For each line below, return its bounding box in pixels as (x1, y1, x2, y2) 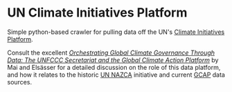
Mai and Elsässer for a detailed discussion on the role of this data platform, (7, 63, 221, 71)
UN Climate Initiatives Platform (7, 5, 188, 21)
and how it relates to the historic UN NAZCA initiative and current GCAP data (7, 71, 225, 79)
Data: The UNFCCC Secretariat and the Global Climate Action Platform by (7, 55, 219, 64)
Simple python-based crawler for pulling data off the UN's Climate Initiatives (7, 28, 225, 36)
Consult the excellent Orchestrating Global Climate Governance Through (7, 48, 215, 57)
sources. (7, 77, 33, 86)
